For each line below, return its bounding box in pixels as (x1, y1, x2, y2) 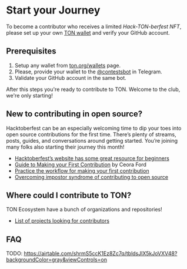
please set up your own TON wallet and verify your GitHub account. (6, 29, 171, 36)
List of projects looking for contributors (14, 217, 110, 224)
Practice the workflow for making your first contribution (14, 167, 149, 174)
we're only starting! (6, 92, 53, 99)
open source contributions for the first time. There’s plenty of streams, (6, 130, 176, 138)
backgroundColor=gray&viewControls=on (6, 256, 108, 263)
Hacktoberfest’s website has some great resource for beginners (14, 154, 169, 162)
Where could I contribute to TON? (6, 190, 132, 200)
